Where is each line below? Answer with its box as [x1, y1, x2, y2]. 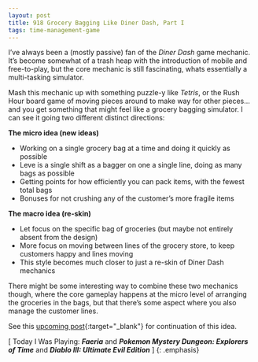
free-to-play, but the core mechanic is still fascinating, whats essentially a [8, 65, 248, 74]
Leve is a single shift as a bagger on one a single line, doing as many [19, 161, 242, 170]
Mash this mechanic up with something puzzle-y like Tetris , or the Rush [8, 88, 240, 98]
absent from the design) [19, 233, 98, 242]
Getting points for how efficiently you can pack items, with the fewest [19, 177, 245, 187]
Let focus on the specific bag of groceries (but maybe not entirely [19, 224, 234, 234]
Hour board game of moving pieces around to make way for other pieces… [8, 96, 250, 106]
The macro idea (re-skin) [8, 209, 92, 219]
